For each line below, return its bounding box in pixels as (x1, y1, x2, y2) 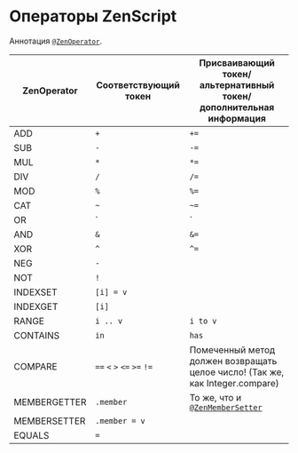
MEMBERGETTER (13, 395, 87, 408)
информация (208, 112, 266, 124)
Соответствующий (96, 78, 180, 91)
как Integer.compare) (189, 377, 279, 389)
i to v (189, 315, 217, 326)
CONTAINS (13, 329, 60, 341)
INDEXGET (13, 300, 59, 313)
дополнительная (199, 100, 275, 113)
